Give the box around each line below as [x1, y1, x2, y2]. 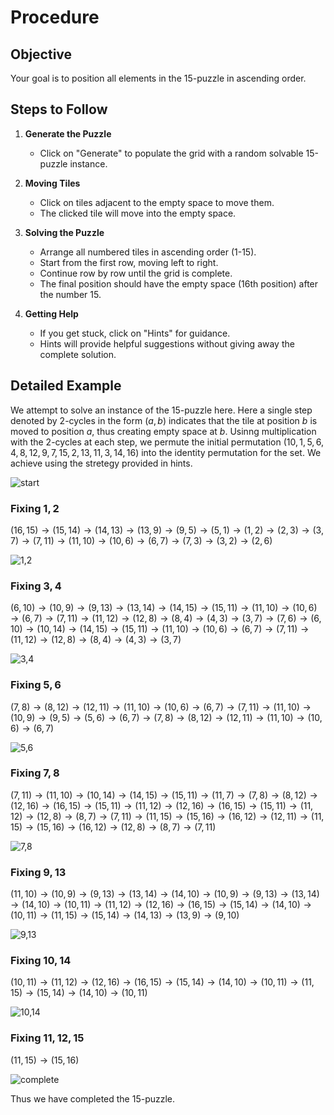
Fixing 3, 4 [10, 579, 62, 593]
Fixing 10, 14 [10, 954, 72, 968]
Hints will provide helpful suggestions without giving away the [39, 337, 295, 350]
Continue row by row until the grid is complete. [39, 267, 233, 279]
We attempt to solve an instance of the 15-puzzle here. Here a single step [10, 404, 313, 416]
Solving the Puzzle [24, 226, 105, 238]
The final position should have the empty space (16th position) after [39, 277, 319, 290]
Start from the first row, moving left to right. [39, 256, 219, 268]
